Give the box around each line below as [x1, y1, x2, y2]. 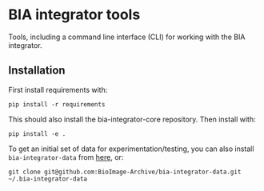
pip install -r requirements [8, 100, 106, 109]
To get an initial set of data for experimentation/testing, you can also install [8, 144, 254, 153]
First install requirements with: [8, 85, 108, 94]
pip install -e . [8, 129, 66, 137]
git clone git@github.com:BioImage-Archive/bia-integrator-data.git [8, 168, 242, 176]
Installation [8, 64, 66, 78]
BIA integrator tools [8, 6, 141, 24]
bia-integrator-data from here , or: [8, 152, 124, 161]
